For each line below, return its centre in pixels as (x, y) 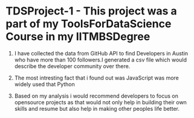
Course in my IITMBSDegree (78, 37)
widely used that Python (44, 84)
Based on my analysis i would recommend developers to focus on (96, 96)
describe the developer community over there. (72, 66)
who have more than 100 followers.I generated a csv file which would (101, 60)
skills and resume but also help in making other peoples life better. (97, 108)
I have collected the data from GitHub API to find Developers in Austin (101, 53)
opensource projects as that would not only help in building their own (100, 102)
